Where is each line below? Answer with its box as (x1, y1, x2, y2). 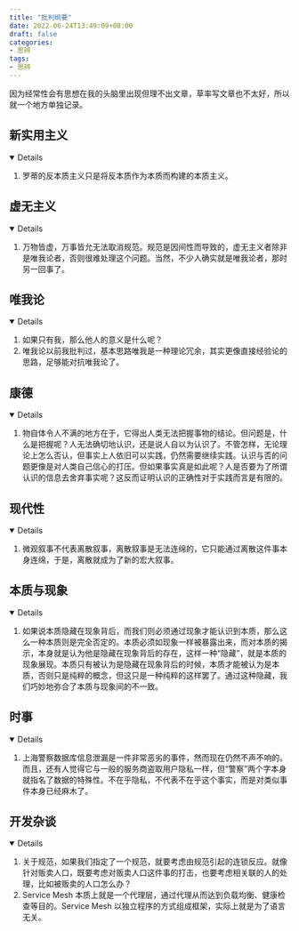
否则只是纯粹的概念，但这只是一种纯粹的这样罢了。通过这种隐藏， (37, 670, 280, 680)
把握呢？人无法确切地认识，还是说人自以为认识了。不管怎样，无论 (37, 439, 280, 450)
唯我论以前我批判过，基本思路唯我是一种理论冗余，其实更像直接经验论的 (21, 346, 287, 357)
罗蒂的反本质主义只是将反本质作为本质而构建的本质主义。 (21, 170, 233, 181)
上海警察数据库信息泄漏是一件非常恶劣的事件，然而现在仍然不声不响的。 (21, 752, 287, 763)
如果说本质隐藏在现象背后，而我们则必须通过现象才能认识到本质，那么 (21, 625, 280, 636)
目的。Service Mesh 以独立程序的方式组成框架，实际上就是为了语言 (37, 901, 287, 911)
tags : (9, 54, 29, 63)
